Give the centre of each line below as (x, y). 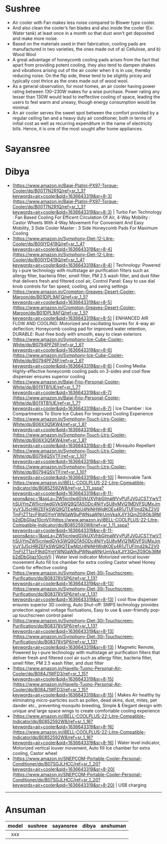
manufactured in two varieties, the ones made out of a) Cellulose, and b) (86, 49)
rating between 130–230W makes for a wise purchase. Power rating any (86, 91)
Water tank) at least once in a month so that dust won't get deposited (83, 33)
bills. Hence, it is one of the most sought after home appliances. (78, 128)
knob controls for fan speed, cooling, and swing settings (70, 286)
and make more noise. (35, 38)
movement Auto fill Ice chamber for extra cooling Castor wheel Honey (84, 562)
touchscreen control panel (46, 615)
